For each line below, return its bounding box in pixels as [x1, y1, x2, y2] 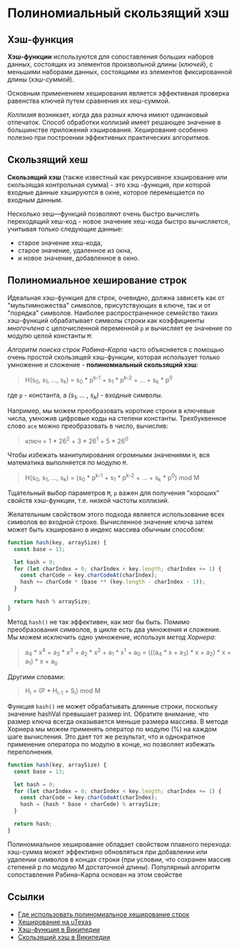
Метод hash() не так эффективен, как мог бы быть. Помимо [7, 617, 190, 626]
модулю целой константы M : [7, 331, 93, 340]
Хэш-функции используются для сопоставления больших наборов [7, 52, 214, 61]
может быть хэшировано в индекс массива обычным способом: [7, 525, 205, 534]
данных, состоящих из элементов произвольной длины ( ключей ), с [7, 60, 214, 69]
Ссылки [7, 891, 45, 903]
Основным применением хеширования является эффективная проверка [7, 89, 230, 97]
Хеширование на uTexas [17, 917, 92, 926]
